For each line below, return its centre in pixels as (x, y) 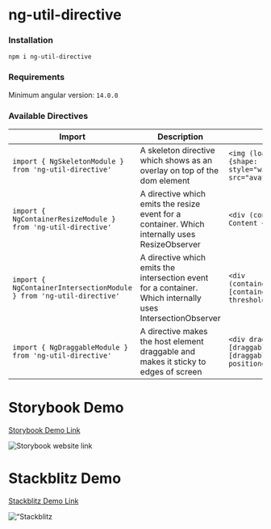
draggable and (168, 352)
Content (243, 223)
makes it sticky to (173, 362)
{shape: (243, 162)
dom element (165, 181)
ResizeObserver (171, 244)
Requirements (37, 77)
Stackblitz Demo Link (44, 501)
